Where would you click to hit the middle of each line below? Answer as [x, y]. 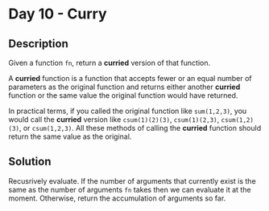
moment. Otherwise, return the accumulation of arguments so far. [117, 198]
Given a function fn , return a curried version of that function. [110, 63]
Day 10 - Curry [58, 14]
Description [38, 44]
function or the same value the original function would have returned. [123, 95]
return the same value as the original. [70, 136]
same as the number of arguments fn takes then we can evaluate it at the [130, 189]
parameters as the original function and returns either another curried [124, 87]
